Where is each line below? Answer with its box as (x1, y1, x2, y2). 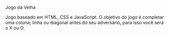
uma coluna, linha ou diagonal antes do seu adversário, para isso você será (5, 20, 164, 25)
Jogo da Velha (5, 5, 36, 10)
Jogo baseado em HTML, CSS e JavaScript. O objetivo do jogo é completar (5, 14, 164, 20)
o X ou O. (5, 25, 25, 31)
